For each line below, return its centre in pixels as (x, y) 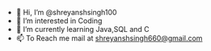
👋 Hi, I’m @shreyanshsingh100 (66, 12)
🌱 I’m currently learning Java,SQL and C (82, 29)
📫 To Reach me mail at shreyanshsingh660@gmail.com (109, 38)
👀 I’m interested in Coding (59, 21)
